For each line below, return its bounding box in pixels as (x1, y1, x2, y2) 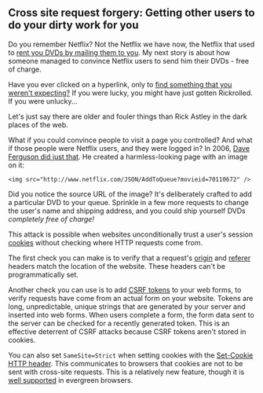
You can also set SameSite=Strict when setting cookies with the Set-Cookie (8, 350, 254, 360)
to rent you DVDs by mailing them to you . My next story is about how (8, 47, 230, 57)
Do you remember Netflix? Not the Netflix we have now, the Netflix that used (8, 39, 255, 49)
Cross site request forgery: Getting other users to (8, 6, 255, 20)
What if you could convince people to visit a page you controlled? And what (8, 135, 253, 145)
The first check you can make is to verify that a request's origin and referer (8, 253, 251, 263)
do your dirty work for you (8, 19, 139, 32)
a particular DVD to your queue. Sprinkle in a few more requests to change (8, 197, 249, 207)
